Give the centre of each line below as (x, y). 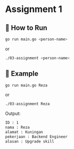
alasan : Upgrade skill (30, 141)
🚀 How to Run (26, 28)
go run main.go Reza (27, 85)
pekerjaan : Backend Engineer (37, 136)
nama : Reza (17, 127)
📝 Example (22, 74)
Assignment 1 (34, 9)
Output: (13, 113)
